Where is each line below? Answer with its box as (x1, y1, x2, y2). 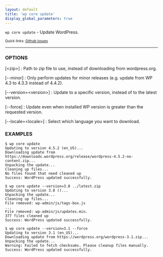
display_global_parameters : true (5, 16, 73, 21)
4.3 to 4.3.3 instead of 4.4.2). (5, 80, 63, 86)
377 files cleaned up (5, 213, 49, 218)
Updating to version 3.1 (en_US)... (5, 230, 79, 235)
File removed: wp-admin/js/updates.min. (5, 209, 88, 214)
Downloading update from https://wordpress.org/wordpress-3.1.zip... (5, 234, 149, 240)
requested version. (5, 109, 43, 115)
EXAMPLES (5, 130, 33, 137)
